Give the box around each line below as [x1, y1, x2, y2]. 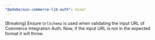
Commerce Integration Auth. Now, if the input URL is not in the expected [5, 25, 151, 31]
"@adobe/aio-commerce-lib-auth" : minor [5, 7, 87, 12]
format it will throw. [5, 30, 44, 36]
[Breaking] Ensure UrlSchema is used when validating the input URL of [5, 20, 145, 26]
